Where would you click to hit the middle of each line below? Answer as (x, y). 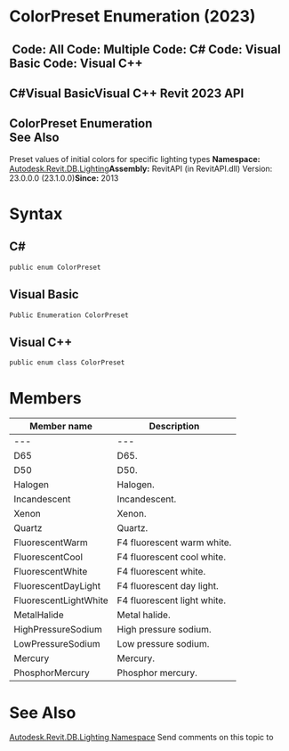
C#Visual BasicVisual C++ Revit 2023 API (127, 93)
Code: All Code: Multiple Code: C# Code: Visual (147, 49)
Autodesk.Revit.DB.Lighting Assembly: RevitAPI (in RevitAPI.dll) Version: (141, 168)
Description (174, 427)
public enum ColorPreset (55, 267)
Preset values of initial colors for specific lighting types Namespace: (135, 159)
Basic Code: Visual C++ (76, 63)
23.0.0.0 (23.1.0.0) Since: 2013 (64, 178)
